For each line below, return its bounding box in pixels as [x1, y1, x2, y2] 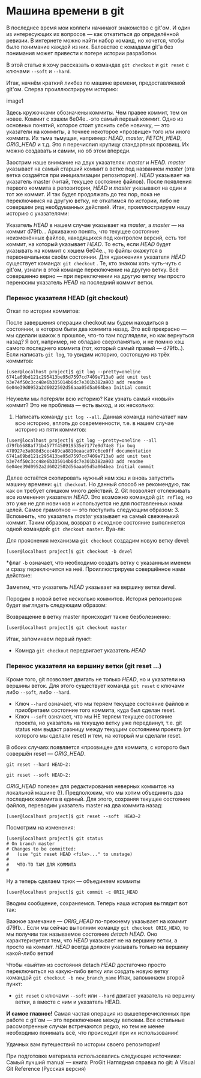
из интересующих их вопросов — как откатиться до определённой [6, 30, 179, 37]
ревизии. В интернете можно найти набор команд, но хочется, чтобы [6, 37, 185, 44]
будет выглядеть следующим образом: [6, 601, 107, 609]
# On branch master [6, 840, 55, 847]
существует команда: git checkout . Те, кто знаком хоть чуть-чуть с [6, 259, 182, 266]
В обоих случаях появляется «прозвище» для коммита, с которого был [6, 743, 190, 751]
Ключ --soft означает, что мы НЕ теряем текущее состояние [14, 712, 173, 720]
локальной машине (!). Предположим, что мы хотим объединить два [6, 789, 184, 796]
